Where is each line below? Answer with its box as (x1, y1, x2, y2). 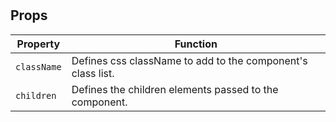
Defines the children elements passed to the (71, 82, 279, 96)
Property (16, 37, 61, 51)
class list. (71, 66, 115, 80)
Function (174, 37, 218, 51)
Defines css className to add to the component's (71, 53, 308, 67)
